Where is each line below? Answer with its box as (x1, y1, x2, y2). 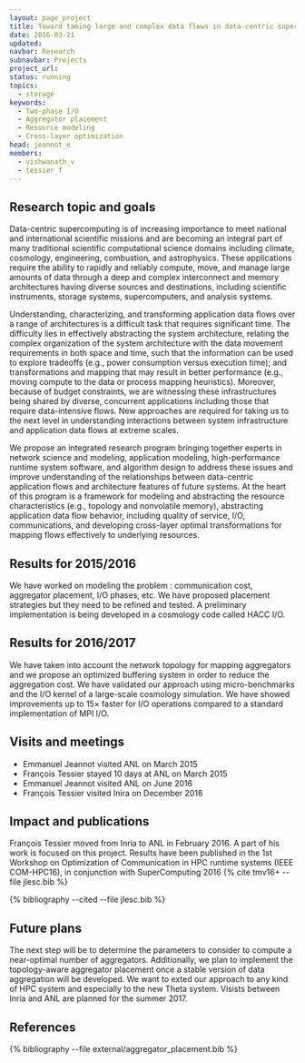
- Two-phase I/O (17, 106, 79, 116)
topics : (9, 81, 39, 90)
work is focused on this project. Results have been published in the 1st (9, 847, 272, 858)
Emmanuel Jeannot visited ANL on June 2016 (22, 777, 193, 788)
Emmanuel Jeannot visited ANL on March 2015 (22, 758, 198, 769)
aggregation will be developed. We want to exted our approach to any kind (9, 974, 289, 985)
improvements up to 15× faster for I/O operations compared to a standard (9, 698, 284, 709)
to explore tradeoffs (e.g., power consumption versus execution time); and (9, 357, 288, 369)
